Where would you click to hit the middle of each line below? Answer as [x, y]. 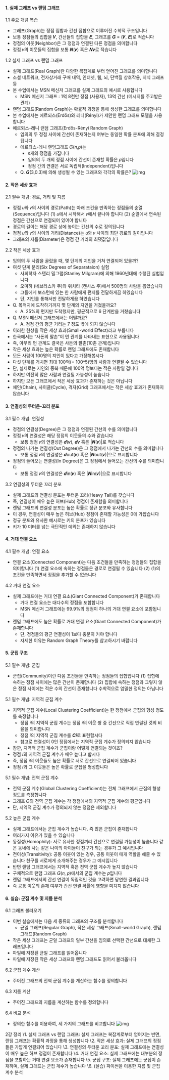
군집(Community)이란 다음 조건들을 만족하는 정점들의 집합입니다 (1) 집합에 [86, 676]
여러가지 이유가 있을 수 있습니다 [43, 835]
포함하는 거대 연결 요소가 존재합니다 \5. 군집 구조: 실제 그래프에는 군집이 [85, 1060]
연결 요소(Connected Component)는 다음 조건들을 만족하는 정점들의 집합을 [87, 562]
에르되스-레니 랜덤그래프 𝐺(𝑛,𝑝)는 [53, 147]
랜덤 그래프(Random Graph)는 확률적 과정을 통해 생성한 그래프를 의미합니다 [87, 109]
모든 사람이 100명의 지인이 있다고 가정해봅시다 [58, 356]
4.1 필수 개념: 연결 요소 [27, 551]
